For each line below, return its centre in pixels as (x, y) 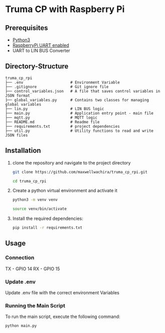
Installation (23, 151)
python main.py (21, 326)
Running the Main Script (35, 305)
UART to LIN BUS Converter (41, 51)
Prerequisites (27, 28)
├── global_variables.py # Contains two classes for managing (77, 100)
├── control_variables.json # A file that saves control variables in (83, 91)
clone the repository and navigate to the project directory (71, 162)
